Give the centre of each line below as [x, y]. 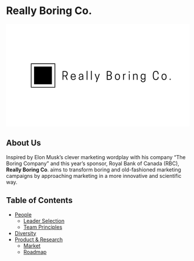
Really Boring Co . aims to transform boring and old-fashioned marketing [94, 169]
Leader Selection [44, 221]
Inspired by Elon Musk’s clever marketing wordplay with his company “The [96, 157]
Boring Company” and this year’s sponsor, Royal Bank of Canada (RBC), [93, 163]
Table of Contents [40, 200]
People [23, 214]
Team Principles [43, 227]
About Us [23, 143]
